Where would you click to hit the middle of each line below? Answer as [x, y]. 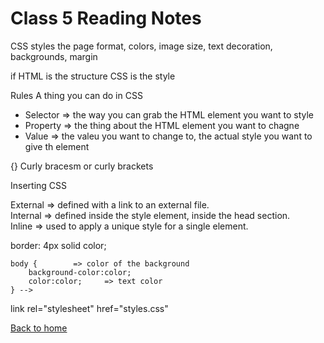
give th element [57, 146]
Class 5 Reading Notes [106, 18]
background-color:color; [80, 272]
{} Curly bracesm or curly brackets [82, 166]
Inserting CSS [39, 185]
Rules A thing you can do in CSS [76, 95]
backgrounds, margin [54, 56]
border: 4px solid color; [58, 245]
